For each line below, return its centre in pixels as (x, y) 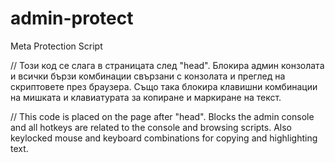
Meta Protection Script (56, 46)
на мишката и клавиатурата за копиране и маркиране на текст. (146, 97)
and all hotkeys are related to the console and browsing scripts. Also (151, 127)
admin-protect (72, 18)
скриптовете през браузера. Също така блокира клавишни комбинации (164, 86)
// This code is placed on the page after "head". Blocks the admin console (162, 116)
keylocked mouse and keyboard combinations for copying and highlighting (164, 138)
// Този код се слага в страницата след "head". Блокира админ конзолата (167, 65)
